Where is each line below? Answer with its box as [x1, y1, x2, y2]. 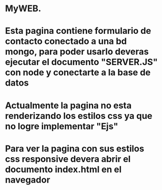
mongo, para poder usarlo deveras [5, 46, 149, 57]
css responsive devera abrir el [5, 153, 131, 165]
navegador [5, 174, 51, 185]
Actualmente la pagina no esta [5, 100, 132, 111]
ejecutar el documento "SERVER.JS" [5, 57, 158, 68]
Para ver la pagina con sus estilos [5, 143, 144, 154]
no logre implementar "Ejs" [5, 120, 119, 132]
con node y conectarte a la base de [5, 67, 151, 78]
